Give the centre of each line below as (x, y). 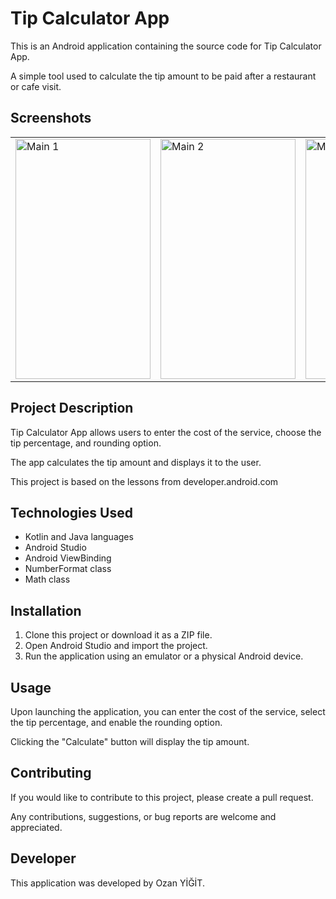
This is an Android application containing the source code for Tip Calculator (166, 46)
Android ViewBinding (68, 558)
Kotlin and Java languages (79, 537)
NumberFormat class (68, 569)
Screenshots (51, 118)
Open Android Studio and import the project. (116, 646)
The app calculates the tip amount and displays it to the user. (136, 462)
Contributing (51, 773)
